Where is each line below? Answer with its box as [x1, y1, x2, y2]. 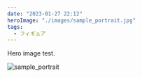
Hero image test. [7, 49, 55, 58]
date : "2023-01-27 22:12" [7, 10, 83, 18]
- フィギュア [13, 30, 46, 37]
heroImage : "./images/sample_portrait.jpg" [7, 17, 136, 24]
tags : [7, 23, 23, 30]
